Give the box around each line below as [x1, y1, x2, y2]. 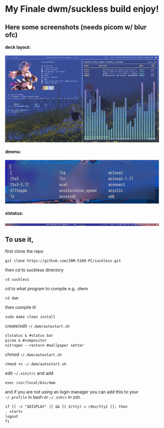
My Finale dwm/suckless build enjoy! [5, 3, 159, 15]
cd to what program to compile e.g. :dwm [5, 286, 88, 292]
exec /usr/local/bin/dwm [5, 380, 56, 385]
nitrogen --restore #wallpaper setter [5, 343, 84, 348]
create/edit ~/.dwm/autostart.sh [5, 323, 70, 329]
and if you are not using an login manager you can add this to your [5, 389, 139, 395]
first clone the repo [5, 249, 44, 254]
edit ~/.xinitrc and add [5, 370, 54, 376]
